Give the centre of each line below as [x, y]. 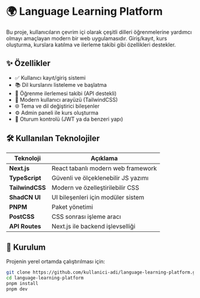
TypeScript [25, 178]
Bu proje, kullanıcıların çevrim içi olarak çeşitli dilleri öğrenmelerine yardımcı [99, 32]
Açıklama [104, 158]
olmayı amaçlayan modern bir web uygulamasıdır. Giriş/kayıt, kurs [87, 38]
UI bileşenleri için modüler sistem [98, 197]
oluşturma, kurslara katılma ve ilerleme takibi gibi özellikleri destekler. [91, 45]
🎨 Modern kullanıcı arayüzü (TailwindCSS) [66, 99]
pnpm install [22, 284]
